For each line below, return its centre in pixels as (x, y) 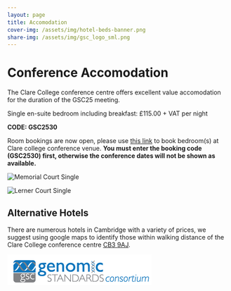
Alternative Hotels (48, 212)
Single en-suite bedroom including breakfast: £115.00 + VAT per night (108, 113)
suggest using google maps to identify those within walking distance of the (116, 237)
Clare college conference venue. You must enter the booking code (105, 149)
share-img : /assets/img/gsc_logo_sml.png (69, 37)
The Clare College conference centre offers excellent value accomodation (114, 92)
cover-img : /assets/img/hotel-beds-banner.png (77, 30)
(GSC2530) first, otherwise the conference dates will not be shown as (111, 156)
